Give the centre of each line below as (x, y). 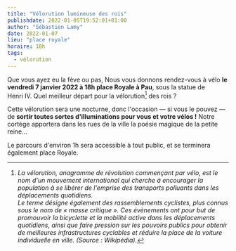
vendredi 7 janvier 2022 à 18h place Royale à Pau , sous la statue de (106, 87)
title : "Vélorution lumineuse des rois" (67, 14)
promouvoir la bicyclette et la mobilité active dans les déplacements (116, 218)
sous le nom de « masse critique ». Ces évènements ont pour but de (116, 210)
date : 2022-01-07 (33, 33)
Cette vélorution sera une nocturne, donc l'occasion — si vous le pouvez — (117, 109)
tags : (15, 53)
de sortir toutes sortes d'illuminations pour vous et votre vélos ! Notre (111, 117)
